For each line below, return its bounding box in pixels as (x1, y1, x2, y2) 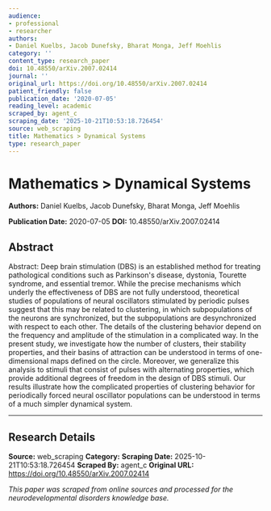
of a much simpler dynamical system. (8, 399, 133, 409)
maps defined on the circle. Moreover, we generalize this (50, 357, 240, 366)
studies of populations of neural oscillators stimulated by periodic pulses (8, 296, 250, 306)
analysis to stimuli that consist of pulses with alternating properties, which (8, 365, 255, 374)
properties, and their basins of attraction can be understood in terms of (8, 348, 245, 357)
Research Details (8, 430, 95, 444)
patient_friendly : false (8, 87, 92, 95)
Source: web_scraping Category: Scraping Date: (8, 452, 173, 462)
